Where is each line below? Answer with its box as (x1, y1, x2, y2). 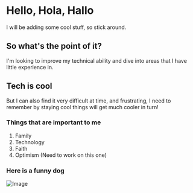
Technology (14, 138, 45, 145)
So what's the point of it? (6, 41, 103, 51)
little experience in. (6, 63, 54, 71)
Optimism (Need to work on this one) (14, 151, 107, 159)
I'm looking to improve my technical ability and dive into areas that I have (6, 57, 187, 64)
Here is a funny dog (6, 166, 65, 175)
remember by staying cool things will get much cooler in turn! (6, 103, 159, 110)
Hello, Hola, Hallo (6, 4, 94, 17)
